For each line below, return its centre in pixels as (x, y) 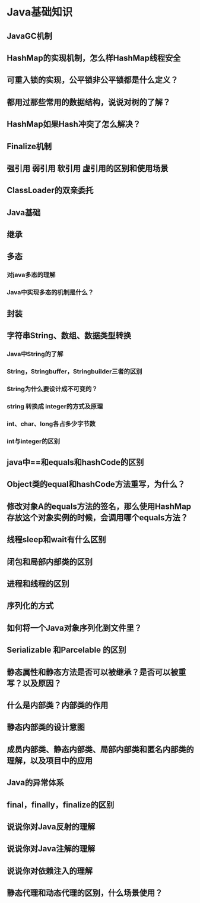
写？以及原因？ (34, 683)
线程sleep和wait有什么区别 (56, 539)
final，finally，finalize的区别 (61, 805)
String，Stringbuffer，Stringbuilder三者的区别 (74, 371)
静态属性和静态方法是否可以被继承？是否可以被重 (96, 672)
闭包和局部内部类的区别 (50, 561)
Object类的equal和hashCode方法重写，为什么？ (96, 484)
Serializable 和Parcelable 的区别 (66, 650)
